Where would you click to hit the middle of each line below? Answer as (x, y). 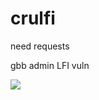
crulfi (33, 18)
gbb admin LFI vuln (50, 65)
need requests (40, 46)
